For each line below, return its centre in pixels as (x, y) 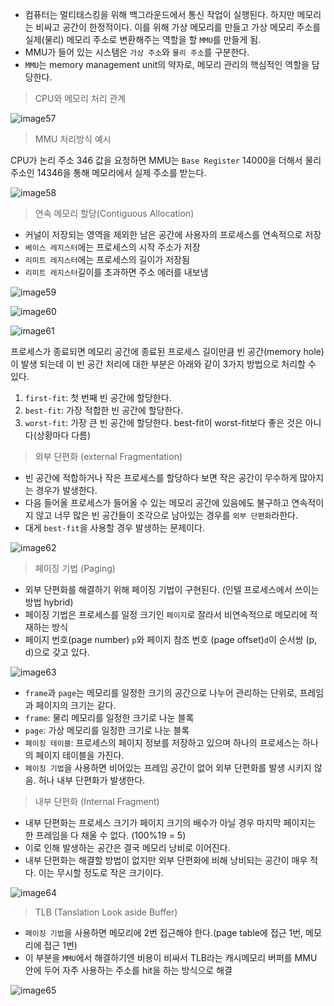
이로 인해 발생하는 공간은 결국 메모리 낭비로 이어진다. (127, 847)
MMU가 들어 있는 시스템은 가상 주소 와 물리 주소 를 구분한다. (137, 52)
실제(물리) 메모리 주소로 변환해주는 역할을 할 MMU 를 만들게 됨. (143, 39)
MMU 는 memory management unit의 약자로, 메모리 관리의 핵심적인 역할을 (167, 64)
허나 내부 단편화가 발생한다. (92, 780)
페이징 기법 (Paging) (75, 568)
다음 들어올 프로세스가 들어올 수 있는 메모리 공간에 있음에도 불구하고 (157, 502)
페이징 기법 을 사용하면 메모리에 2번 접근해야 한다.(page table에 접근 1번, (164, 932)
